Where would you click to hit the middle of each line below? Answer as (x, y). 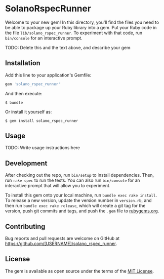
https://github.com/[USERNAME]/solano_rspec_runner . (61, 244)
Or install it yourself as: (28, 112)
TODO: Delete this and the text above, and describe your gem (68, 47)
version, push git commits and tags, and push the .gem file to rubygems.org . (82, 211)
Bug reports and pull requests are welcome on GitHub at (62, 239)
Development (26, 163)
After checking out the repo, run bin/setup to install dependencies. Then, (80, 175)
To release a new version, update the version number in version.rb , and (79, 200)
